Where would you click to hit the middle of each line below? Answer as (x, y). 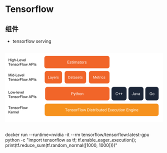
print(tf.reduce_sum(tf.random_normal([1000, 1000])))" (61, 145)
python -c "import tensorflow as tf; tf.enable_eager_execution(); (71, 140)
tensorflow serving (32, 41)
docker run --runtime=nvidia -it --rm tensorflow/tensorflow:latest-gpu (77, 135)
